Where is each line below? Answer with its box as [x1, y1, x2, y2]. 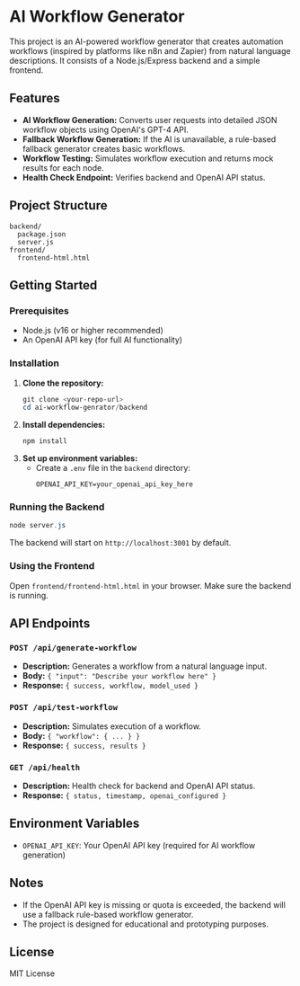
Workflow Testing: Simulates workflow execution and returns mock [22, 153, 274, 164]
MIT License [9, 968, 56, 979]
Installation [9, 357, 60, 369]
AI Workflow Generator [9, 6, 185, 27]
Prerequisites [9, 304, 69, 316]
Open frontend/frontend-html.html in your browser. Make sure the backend [9, 580, 292, 591]
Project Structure [9, 198, 108, 213]
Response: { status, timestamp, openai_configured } [22, 789, 227, 801]
